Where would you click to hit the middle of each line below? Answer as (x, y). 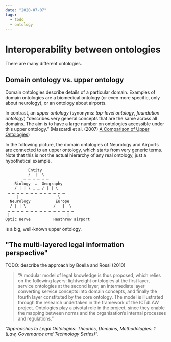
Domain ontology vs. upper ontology (65, 80)
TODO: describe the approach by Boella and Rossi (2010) (65, 265)
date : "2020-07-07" (26, 10)
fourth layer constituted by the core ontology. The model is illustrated (90, 297)
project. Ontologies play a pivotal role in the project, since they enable (91, 308)
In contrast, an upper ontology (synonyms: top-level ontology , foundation (82, 113)
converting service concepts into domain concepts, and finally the (87, 291)
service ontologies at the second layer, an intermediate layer (81, 286)
